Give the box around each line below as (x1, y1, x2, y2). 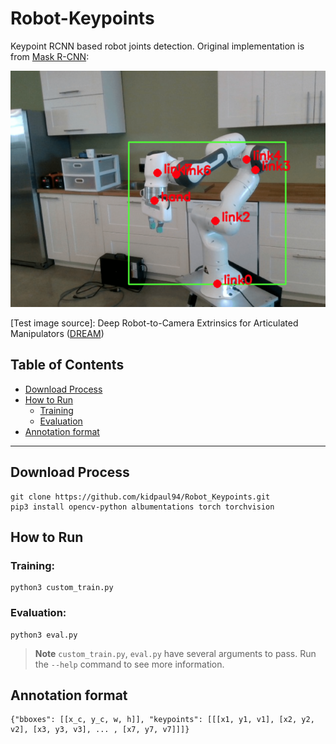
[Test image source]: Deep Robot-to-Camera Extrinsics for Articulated (10, 317, 299, 329)
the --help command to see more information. (34, 658, 225, 670)
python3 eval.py (10, 630, 78, 640)
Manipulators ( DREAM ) (10, 327, 105, 339)
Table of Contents (10, 357, 125, 374)
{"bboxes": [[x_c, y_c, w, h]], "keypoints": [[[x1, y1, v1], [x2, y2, (10, 715, 315, 725)
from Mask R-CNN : (10, 50, 90, 62)
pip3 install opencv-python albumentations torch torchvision (10, 502, 275, 512)
